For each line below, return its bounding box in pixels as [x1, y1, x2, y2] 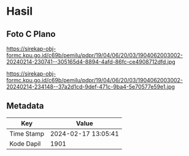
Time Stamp [9, 129, 45, 138]
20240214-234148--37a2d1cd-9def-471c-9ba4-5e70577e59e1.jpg [6, 83, 175, 90]
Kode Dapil [9, 139, 41, 148]
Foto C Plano [6, 29, 56, 39]
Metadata [6, 101, 44, 111]
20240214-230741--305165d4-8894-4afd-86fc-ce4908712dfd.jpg [6, 58, 176, 65]
